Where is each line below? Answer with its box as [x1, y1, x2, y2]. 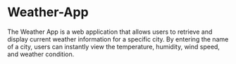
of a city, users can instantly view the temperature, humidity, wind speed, [7, 42, 221, 51]
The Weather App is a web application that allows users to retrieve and [7, 27, 213, 36]
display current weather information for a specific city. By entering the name [7, 34, 229, 43]
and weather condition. [7, 50, 75, 58]
